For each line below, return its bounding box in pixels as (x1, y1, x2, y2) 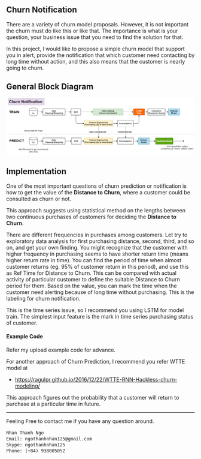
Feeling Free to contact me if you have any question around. (6, 417, 154, 425)
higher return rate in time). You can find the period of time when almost (6, 256, 182, 263)
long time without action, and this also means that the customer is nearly (6, 58, 185, 65)
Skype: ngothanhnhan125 (6, 442, 66, 448)
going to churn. (6, 64, 44, 71)
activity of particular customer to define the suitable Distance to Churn (6, 275, 181, 283)
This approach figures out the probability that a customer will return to (6, 394, 179, 401)
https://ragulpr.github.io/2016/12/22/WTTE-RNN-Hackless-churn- (14, 376, 178, 383)
